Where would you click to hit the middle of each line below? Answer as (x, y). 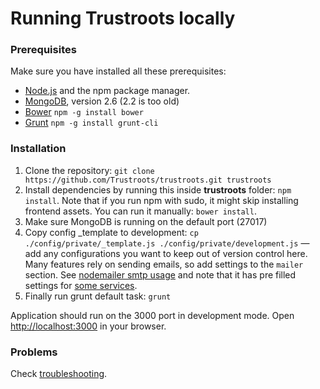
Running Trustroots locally (123, 18)
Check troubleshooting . (59, 374)
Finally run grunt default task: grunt (98, 296)
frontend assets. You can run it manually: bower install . (140, 211)
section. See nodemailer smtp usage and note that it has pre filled (160, 274)
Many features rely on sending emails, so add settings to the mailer (164, 264)
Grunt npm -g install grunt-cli (91, 123)
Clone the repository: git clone (89, 170)
